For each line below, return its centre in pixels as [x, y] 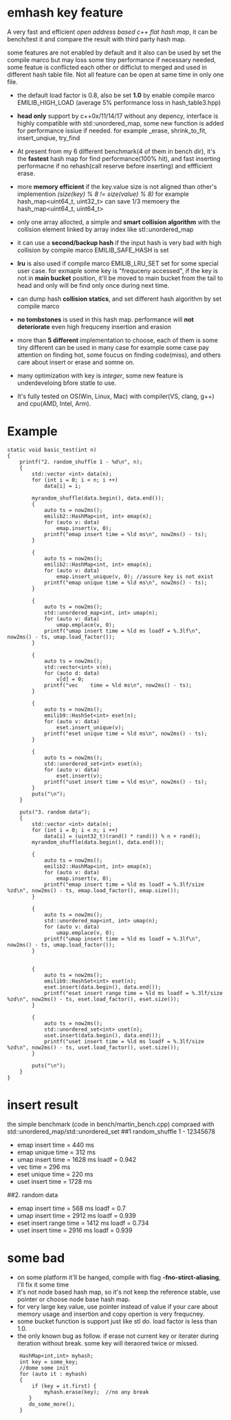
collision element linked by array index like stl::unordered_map [105, 229]
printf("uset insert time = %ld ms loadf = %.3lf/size [124, 1041]
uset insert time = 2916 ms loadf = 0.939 [75, 1230]
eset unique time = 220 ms [55, 1174]
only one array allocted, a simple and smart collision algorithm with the [119, 221]
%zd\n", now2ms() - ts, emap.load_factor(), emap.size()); [93, 890]
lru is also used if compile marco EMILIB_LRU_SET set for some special [118, 263]
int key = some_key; [49, 1362]
